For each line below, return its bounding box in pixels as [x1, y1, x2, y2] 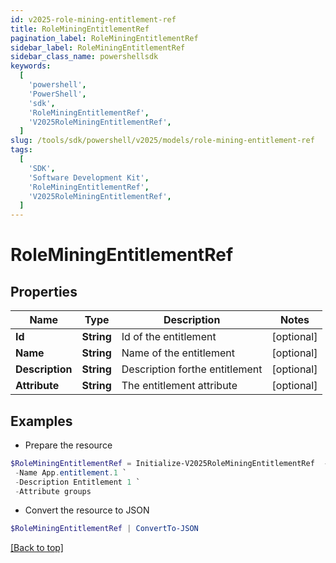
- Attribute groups [14, 486, 92, 496]
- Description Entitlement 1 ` [14, 477, 141, 487]
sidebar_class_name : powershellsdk [10, 52, 159, 62]
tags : [10, 145, 33, 155]
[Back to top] [10, 542, 64, 554]
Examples [10, 412, 73, 430]
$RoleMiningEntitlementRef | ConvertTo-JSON [10, 524, 199, 534]
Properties [10, 283, 78, 300]
